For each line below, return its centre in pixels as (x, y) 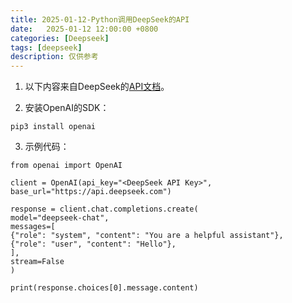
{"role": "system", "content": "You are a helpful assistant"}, (147, 236)
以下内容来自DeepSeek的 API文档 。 (97, 87)
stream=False (37, 262)
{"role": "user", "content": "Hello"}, (93, 244)
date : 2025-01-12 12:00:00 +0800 (84, 29)
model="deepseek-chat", (60, 218)
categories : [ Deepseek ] (60, 38)
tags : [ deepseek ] (46, 47)
